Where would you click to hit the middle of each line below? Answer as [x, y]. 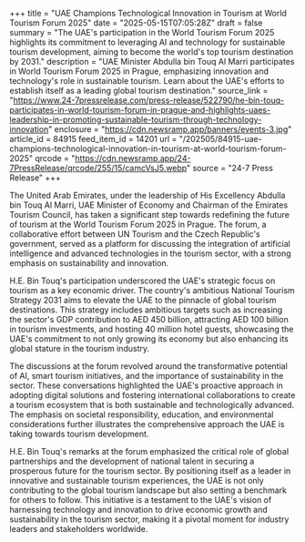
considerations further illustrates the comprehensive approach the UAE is [147, 424]
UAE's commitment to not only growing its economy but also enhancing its [149, 339]
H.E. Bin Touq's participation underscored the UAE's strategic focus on [142, 281]
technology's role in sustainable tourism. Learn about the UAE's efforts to [147, 81]
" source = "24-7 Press [229, 168]
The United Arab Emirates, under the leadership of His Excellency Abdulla [147, 195]
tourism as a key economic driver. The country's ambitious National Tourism [152, 290]
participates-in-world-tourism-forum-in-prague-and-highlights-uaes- [140, 110]
